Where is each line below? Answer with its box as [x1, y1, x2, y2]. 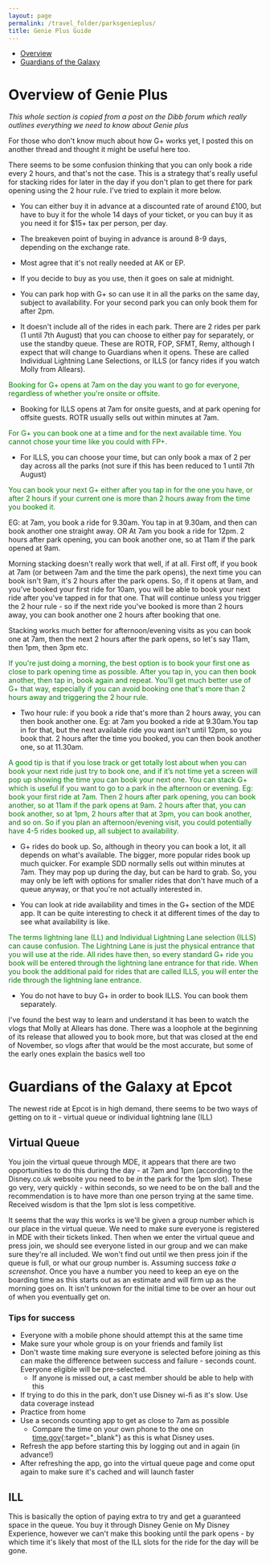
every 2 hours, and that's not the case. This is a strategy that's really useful [8, 169, 259, 178]
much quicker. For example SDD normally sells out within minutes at [19, 859, 245, 869]
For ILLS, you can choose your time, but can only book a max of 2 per [19, 452, 252, 462]
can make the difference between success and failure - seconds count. [19, 1356, 257, 1366]
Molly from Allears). [19, 365, 86, 374]
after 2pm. [19, 306, 55, 316]
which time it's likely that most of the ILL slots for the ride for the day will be [8, 1537, 259, 1547]
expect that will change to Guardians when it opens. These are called [19, 347, 249, 358]
